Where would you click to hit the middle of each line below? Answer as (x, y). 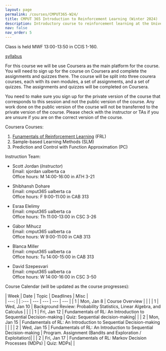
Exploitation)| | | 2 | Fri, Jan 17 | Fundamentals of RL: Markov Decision (76, 338)
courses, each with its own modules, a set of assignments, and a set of (77, 81)
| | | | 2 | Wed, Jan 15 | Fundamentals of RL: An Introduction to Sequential (79, 327)
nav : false (16, 28)
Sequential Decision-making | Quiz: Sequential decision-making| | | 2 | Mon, (82, 317)
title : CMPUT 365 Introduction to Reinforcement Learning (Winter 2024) (82, 19)
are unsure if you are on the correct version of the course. (64, 117)
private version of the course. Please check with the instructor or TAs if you (82, 112)
